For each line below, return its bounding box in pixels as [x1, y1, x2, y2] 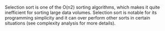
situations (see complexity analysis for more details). [5, 20, 116, 26]
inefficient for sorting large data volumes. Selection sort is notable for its [5, 9, 157, 15]
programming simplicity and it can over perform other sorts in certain [5, 15, 150, 20]
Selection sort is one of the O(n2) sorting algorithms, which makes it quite [5, 4, 160, 10]
